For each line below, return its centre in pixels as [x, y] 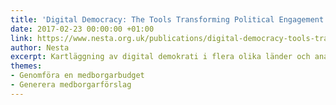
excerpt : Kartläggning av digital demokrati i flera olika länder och [160, 57]
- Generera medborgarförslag [71, 85]
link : [21, 38]
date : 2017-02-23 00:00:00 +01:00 [82, 29]
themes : [26, 66]
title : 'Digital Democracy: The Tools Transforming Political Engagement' [169, 19]
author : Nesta [40, 47]
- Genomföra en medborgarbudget [77, 76]
